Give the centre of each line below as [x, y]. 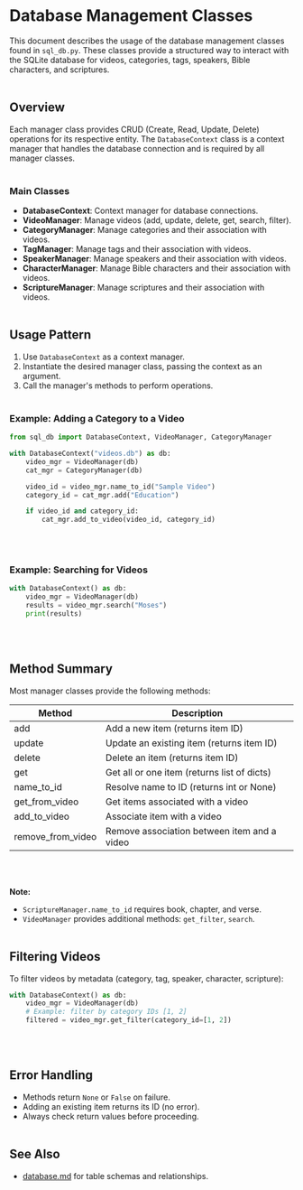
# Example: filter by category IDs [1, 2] [106, 1012]
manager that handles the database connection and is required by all [137, 148]
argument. [41, 376]
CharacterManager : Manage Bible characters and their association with [156, 268]
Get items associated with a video [177, 802]
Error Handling [51, 1075]
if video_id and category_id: [83, 511]
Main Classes [40, 191]
